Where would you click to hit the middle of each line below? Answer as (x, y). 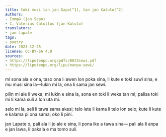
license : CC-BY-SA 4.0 (29, 51)
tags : (11, 38)
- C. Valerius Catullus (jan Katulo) (44, 24)
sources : (14, 56)
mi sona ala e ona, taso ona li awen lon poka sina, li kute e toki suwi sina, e (81, 79)
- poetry (14, 42)
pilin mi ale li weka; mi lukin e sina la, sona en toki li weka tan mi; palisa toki (82, 94)
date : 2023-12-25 (23, 47)
